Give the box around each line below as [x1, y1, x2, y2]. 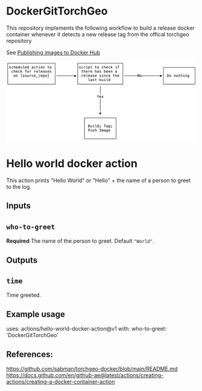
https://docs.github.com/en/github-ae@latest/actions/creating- [6, 372, 164, 379]
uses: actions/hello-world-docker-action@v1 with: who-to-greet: [6, 325, 167, 332]
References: [6, 349, 53, 360]
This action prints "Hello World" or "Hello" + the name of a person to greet [6, 177, 191, 184]
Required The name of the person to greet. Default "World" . [6, 237, 155, 245]
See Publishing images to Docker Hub [6, 48, 101, 56]
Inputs [6, 201, 31, 211]
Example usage [6, 309, 65, 319]
